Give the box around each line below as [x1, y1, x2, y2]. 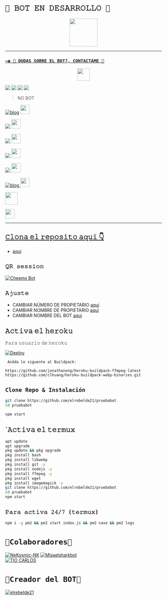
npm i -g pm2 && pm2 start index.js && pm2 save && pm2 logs [5, 520, 135, 525]
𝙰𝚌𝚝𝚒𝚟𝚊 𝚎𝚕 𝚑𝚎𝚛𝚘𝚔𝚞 [5, 327, 73, 335]
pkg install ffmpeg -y [5, 471, 52, 476]
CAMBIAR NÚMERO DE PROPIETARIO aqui [12, 301, 99, 307]
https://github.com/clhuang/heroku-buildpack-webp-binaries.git [5, 373, 141, 378]
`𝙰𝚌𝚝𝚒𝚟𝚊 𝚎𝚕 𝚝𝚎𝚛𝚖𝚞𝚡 [5, 426, 76, 434]
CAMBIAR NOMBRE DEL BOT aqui [12, 312, 82, 318]
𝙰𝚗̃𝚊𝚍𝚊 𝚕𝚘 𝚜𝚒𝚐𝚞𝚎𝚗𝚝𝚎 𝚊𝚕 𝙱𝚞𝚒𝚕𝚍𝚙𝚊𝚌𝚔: [7, 360, 77, 365]
